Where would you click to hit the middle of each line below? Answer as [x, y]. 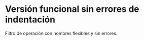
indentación [30, 20]
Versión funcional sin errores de [72, 9]
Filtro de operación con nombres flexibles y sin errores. [61, 33]
